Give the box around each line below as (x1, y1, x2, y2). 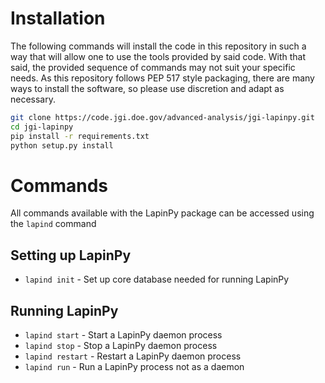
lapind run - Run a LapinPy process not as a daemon (24, 361, 245, 372)
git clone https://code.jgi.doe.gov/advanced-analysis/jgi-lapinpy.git (10, 112, 315, 122)
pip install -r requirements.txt (10, 131, 150, 141)
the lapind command (10, 218, 97, 230)
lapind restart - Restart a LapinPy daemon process (24, 350, 242, 362)
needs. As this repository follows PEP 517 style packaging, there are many (10, 72, 315, 84)
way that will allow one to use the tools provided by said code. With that (10, 50, 306, 62)
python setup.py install (10, 140, 114, 151)
